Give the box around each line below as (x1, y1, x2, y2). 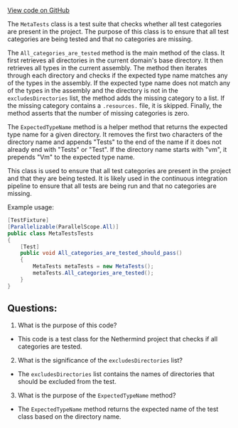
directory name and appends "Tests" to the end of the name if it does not (7, 138, 222, 146)
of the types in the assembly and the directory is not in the (7, 87, 179, 94)
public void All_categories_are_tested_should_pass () (20, 250, 183, 257)
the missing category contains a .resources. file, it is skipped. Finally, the (7, 101, 222, 109)
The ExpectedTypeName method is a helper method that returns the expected (7, 123, 228, 131)
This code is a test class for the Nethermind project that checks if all (17, 335, 218, 344)
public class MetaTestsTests (7, 230, 94, 237)
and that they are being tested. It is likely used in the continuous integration (7, 174, 227, 182)
